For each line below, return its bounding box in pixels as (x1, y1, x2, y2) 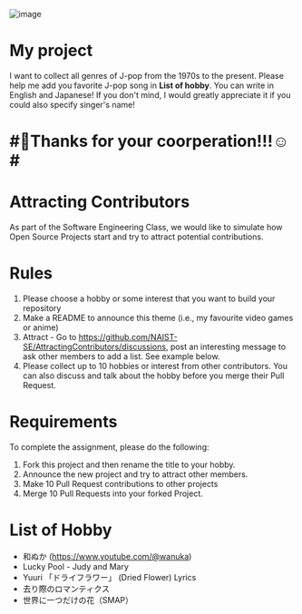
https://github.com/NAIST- (78, 332, 179, 342)
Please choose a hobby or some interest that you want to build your (22, 293, 276, 304)
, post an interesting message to (165, 341, 287, 352)
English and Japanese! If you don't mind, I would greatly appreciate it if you (9, 89, 291, 100)
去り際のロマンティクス (22, 583, 111, 594)
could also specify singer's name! (9, 99, 136, 110)
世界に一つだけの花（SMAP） (22, 594, 134, 605)
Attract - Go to (22, 332, 77, 342)
